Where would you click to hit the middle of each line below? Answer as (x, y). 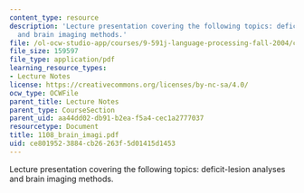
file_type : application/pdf (62, 60)
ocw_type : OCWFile (44, 93)
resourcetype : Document (54, 127)
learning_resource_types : (58, 69)
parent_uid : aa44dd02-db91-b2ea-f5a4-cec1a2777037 (107, 118)
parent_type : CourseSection (62, 110)
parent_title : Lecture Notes (64, 101)
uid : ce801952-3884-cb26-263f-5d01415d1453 (93, 143)
